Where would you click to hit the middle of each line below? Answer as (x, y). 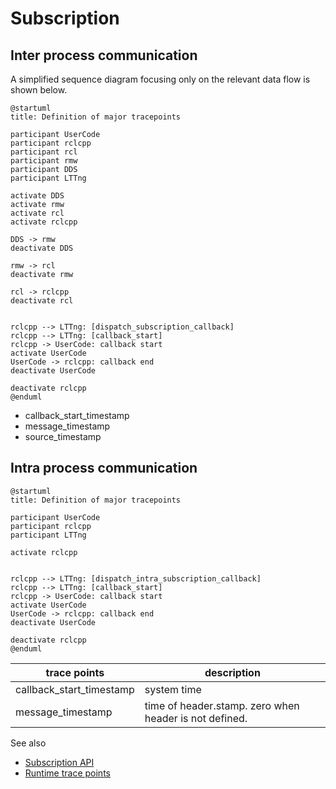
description (232, 672)
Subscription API (59, 762)
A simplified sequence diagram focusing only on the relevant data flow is (160, 79)
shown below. (39, 90)
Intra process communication (104, 468)
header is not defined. (196, 718)
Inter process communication (104, 55)
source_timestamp (63, 436)
